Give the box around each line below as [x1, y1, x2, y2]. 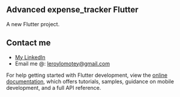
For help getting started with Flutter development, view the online [6, 71, 168, 79]
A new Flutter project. [6, 20, 60, 27]
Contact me [6, 38, 51, 48]
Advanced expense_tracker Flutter [6, 5, 139, 15]
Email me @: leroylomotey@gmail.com [14, 60, 110, 67]
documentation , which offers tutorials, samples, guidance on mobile [6, 77, 174, 85]
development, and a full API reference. [6, 84, 101, 91]
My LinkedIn [14, 54, 46, 61]
